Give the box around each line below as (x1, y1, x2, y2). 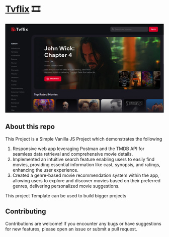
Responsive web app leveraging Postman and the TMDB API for (12, 146, 145, 152)
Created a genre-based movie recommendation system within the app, (12, 172, 159, 178)
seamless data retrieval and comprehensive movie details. (12, 151, 133, 157)
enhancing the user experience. (12, 167, 79, 173)
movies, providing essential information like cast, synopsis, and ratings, (12, 161, 161, 168)
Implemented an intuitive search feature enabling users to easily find (12, 156, 155, 162)
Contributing (5, 207, 46, 216)
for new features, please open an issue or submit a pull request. (5, 226, 137, 232)
